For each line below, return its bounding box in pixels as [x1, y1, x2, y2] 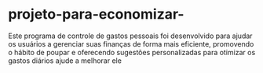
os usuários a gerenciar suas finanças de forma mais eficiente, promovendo [8, 39, 254, 48]
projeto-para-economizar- [8, 5, 184, 23]
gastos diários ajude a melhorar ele [8, 56, 122, 65]
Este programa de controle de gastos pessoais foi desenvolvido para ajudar [8, 31, 253, 40]
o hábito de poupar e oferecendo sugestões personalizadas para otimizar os [8, 47, 256, 57]
